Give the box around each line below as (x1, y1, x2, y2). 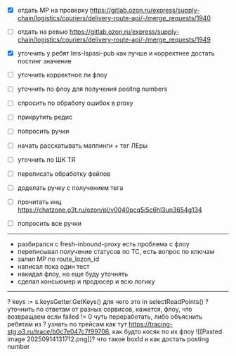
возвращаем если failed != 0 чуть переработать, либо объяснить (7, 312, 203, 321)
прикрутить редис (17, 113, 72, 122)
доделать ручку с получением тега (17, 183, 124, 192)
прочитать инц (17, 197, 62, 206)
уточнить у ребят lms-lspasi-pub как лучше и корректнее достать (17, 49, 216, 58)
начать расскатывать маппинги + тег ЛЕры (17, 141, 148, 150)
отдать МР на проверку (17, 6, 89, 14)
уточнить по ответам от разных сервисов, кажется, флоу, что (7, 305, 192, 313)
